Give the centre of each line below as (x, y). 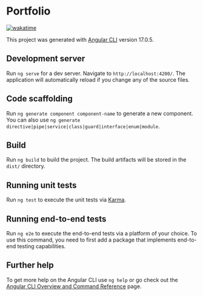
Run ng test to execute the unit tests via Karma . (66, 200)
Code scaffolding (39, 99)
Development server (46, 59)
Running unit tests (42, 185)
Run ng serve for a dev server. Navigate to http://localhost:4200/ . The (96, 73)
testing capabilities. (42, 246)
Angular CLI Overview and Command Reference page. (74, 286)
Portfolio (28, 11)
